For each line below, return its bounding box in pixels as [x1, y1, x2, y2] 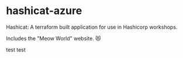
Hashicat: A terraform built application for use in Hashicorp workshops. [6, 23, 178, 30]
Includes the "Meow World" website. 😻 [6, 35, 101, 42]
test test [6, 46, 26, 53]
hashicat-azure [6, 4, 82, 18]
